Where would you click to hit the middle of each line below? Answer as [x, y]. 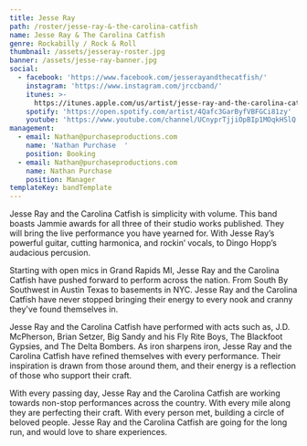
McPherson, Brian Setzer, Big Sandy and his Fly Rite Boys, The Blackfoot [146, 337]
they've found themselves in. [64, 309]
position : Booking [61, 154]
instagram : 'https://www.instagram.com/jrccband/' [124, 86]
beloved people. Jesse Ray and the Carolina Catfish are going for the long [148, 422]
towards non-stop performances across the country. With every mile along [150, 403]
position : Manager [61, 179]
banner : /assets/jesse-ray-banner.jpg [83, 60]
